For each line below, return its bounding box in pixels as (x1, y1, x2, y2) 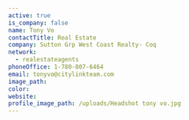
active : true (8, 11, 51, 20)
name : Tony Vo (8, 26, 55, 34)
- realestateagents (15, 56, 80, 64)
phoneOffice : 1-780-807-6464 (8, 63, 104, 71)
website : (8, 92, 37, 100)
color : (8, 84, 30, 93)
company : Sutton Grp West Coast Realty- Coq (8, 41, 157, 49)
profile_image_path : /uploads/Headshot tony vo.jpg (8, 99, 181, 107)
